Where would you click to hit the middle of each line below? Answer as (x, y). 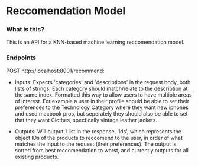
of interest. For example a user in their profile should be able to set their (102, 101)
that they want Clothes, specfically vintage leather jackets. (86, 120)
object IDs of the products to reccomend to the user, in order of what (99, 138)
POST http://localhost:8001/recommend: (55, 71)
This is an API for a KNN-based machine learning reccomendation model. (95, 42)
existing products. (37, 157)
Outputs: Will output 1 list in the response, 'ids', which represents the (98, 131)
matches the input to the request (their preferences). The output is (95, 144)
